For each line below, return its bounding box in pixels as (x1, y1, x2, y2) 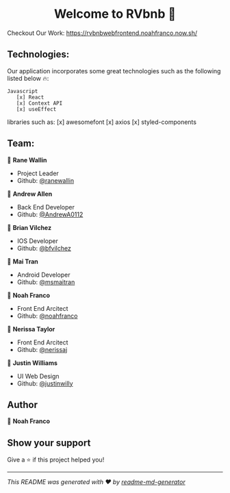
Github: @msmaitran (16, 277, 75, 286)
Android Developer (16, 270, 71, 279)
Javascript (7, 88, 38, 94)
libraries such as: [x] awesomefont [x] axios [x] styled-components (7, 118, 197, 126)
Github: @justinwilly (16, 379, 73, 388)
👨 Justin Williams (7, 359, 58, 367)
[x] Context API (16, 99, 63, 107)
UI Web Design (16, 372, 60, 380)
